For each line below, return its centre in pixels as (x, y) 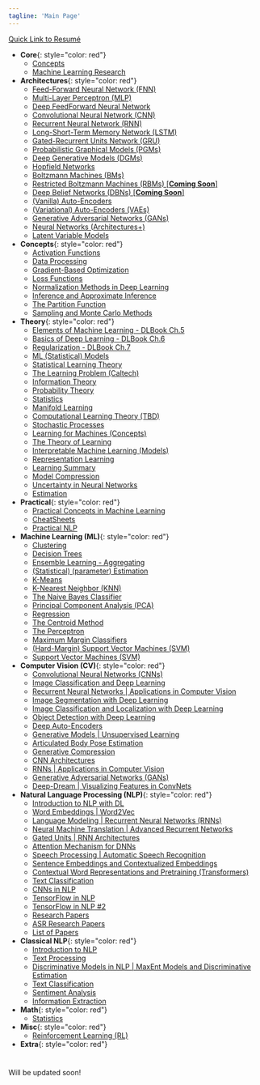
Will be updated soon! (45, 1072)
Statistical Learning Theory (77, 364)
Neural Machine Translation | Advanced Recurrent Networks (132, 829)
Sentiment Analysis (64, 992)
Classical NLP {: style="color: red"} (78, 941)
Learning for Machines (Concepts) (89, 433)
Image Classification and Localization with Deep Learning (128, 708)
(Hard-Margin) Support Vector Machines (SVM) (111, 648)
